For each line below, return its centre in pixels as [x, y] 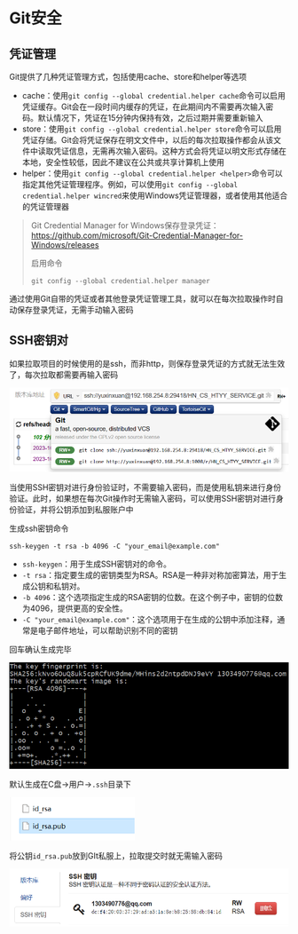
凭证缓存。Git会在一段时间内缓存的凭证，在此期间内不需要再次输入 [144, 107]
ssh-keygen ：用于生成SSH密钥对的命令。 [96, 564]
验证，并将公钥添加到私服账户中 [75, 509]
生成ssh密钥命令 [39, 528]
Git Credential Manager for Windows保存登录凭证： [125, 226]
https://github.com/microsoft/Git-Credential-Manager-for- [137, 235]
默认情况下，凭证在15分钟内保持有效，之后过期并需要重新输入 [150, 118]
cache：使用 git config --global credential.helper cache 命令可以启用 [154, 95]
